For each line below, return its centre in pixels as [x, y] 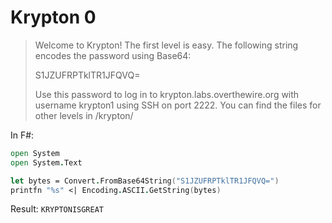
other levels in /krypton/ [84, 115]
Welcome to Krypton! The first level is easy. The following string [166, 45]
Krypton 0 [53, 17]
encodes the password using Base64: [113, 55]
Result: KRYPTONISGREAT [57, 209]
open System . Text [46, 162]
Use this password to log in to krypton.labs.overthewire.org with [167, 94]
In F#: [22, 135]
